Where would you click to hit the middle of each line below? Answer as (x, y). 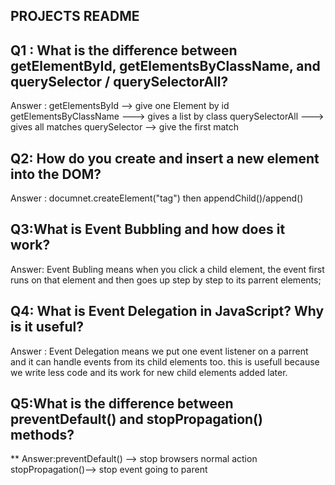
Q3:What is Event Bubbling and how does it (148, 229)
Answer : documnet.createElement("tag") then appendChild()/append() (157, 198)
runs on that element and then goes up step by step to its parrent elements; (166, 280)
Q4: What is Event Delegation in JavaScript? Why (167, 311)
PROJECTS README (75, 16)
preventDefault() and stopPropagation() (136, 419)
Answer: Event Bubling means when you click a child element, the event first (167, 269)
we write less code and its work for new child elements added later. (149, 372)
